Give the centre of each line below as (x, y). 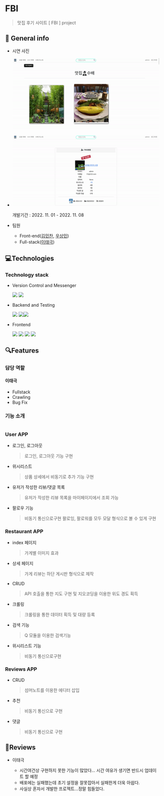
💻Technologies (30, 258)
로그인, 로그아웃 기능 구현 (49, 456)
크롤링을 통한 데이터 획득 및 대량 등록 (60, 615)
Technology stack (27, 275)
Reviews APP (21, 669)
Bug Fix (20, 402)
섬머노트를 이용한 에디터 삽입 (52, 690)
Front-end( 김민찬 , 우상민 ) (44, 236)
